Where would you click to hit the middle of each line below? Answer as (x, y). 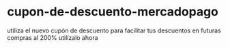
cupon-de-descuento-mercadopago (113, 12)
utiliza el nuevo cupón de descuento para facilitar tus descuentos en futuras (114, 30)
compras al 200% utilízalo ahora (53, 37)
